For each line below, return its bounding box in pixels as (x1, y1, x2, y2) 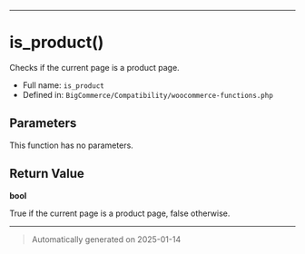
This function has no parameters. (9, 140, 133, 151)
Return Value (9, 166, 84, 181)
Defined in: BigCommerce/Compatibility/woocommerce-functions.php (22, 89, 274, 100)
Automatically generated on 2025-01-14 (31, 233, 182, 245)
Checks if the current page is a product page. (9, 62, 180, 73)
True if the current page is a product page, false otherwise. (9, 208, 231, 219)
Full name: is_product (22, 79, 104, 91)
